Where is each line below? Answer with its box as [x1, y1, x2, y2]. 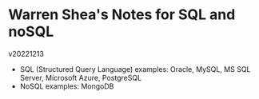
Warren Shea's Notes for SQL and [8, 6, 236, 24]
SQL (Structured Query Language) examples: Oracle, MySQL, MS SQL [19, 64, 251, 73]
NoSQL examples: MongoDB [19, 81, 114, 91]
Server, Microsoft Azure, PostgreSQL [19, 73, 142, 82]
